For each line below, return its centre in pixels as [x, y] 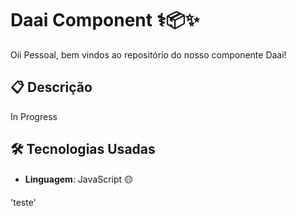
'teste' [23, 202]
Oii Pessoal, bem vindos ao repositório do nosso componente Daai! [148, 54]
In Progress [34, 116]
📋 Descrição [51, 87]
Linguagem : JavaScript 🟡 [79, 179]
